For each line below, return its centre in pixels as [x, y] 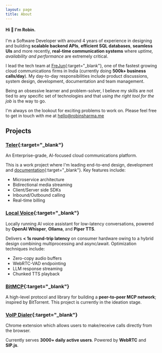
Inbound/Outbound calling [39, 195]
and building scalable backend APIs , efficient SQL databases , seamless [79, 46]
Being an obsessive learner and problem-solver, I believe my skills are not [79, 90]
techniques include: [25, 249]
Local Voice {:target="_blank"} [43, 213]
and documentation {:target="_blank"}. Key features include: [66, 170]
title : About [19, 14]
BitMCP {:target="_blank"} [37, 286]
